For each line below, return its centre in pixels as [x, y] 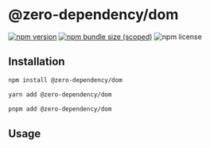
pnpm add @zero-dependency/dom [60, 109]
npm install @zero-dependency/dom [66, 80]
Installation [37, 62]
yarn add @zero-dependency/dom [60, 94]
